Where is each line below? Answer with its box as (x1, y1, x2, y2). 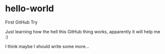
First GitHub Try (5, 19, 38, 25)
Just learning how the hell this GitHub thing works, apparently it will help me (5, 28, 161, 34)
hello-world (5, 3, 55, 14)
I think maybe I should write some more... (5, 43, 90, 49)
